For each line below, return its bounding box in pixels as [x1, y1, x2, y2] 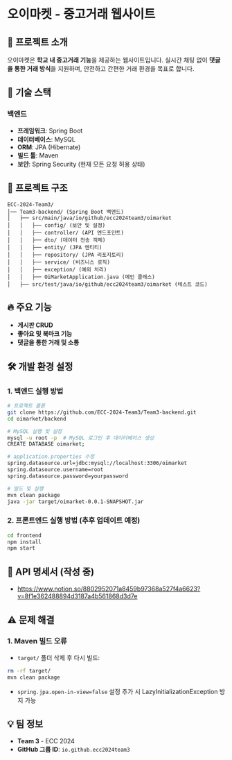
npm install [7, 539, 42, 546]
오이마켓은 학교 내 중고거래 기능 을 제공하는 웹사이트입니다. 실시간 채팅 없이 [7, 56, 208, 64]
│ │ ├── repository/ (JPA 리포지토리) [7, 251, 125, 258]
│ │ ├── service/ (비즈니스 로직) [7, 258, 111, 266]
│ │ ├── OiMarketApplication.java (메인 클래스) [7, 273, 156, 280]
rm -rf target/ [7, 667, 51, 674]
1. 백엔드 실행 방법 [7, 386, 64, 396]
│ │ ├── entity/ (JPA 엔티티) [7, 244, 102, 251]
